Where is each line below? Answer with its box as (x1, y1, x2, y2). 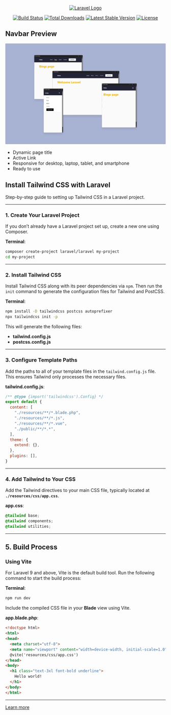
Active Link (12, 155, 37, 161)
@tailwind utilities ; (5, 524, 51, 529)
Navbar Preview (5, 30, 57, 38)
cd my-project (5, 255, 36, 260)
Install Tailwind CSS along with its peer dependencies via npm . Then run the (5, 283, 163, 289)
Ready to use (12, 166, 41, 172)
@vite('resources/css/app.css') (10, 652, 79, 657)
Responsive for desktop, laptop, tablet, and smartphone (12, 160, 130, 166)
